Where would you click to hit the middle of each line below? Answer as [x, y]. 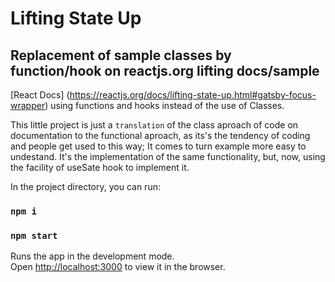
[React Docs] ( [40, 95]
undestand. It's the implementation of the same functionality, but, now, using [168, 156]
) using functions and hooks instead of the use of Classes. [164, 105]
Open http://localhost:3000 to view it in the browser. [118, 267]
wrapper [28, 105]
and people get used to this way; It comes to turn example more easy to [158, 146]
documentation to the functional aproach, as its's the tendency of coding [160, 135]
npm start [34, 235]
